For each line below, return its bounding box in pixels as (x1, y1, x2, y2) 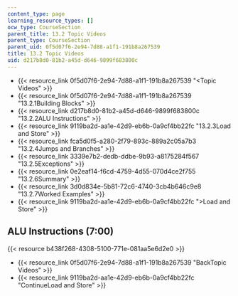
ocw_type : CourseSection (7, 23, 81, 31)
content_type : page (7, 10, 65, 18)
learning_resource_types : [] (7, 17, 94, 24)
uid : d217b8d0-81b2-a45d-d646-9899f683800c (7, 57, 139, 64)
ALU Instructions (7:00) (7, 226, 114, 238)
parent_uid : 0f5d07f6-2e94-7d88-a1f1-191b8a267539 (7, 43, 161, 51)
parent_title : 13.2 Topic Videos (7, 30, 107, 38)
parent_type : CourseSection (7, 37, 91, 44)
